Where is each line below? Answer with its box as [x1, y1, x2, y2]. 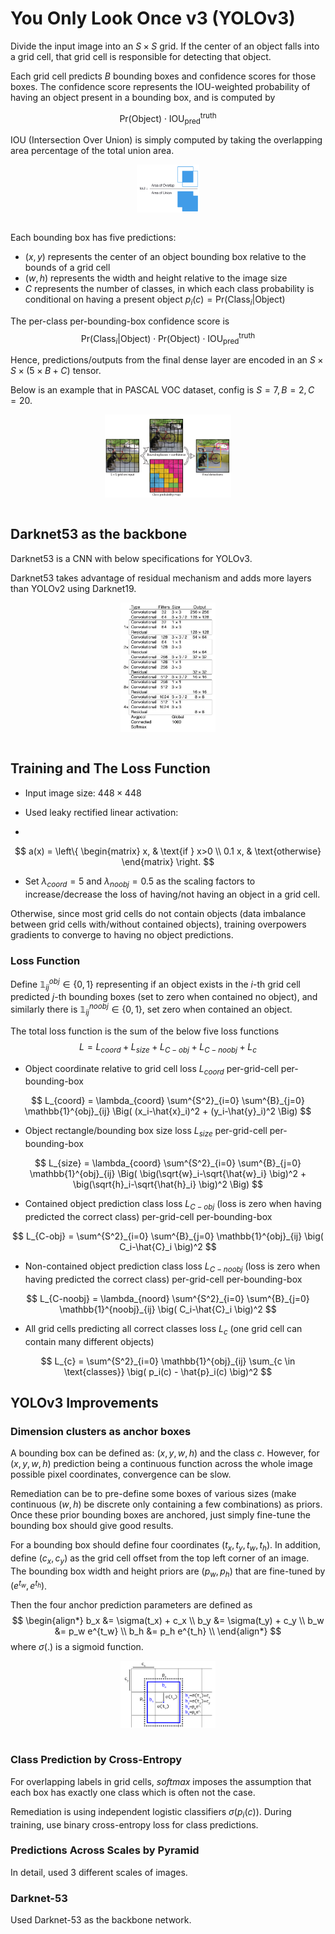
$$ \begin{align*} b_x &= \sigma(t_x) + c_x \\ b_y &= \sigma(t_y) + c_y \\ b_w [11, 1615, 325, 1627]
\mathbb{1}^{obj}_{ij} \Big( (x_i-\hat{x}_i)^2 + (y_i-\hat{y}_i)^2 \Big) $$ [24, 1105, 312, 1117]
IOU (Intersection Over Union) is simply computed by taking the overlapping [10, 134, 323, 146]
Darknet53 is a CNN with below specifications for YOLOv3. [10, 552, 253, 564]
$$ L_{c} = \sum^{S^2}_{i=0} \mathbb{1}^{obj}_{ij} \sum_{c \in [40, 1355, 296, 1367]
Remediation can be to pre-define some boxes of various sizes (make [10, 1488, 297, 1500]
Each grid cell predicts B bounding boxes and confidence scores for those [10, 70, 317, 82]
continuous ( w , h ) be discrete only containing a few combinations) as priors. [10, 1498, 323, 1511]
